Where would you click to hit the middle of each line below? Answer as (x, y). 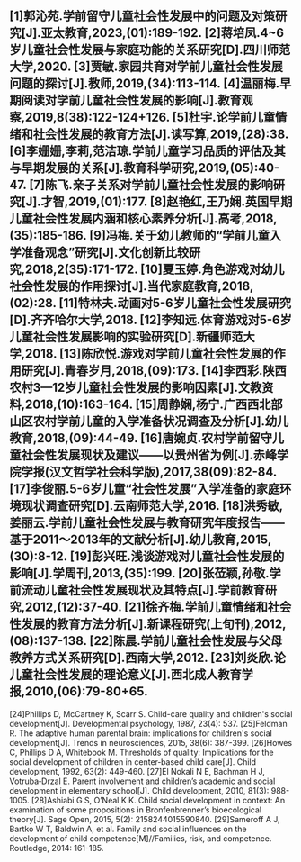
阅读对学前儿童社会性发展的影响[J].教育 (132, 100)
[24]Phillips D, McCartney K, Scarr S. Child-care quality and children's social (151, 713)
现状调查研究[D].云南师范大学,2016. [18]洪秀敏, (152, 506)
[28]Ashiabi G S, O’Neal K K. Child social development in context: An (158, 800)
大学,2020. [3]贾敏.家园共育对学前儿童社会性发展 (146, 67)
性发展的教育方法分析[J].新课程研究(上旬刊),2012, (148, 624)
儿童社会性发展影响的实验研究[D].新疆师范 (127, 337)
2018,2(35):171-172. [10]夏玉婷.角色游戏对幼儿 (155, 270)
